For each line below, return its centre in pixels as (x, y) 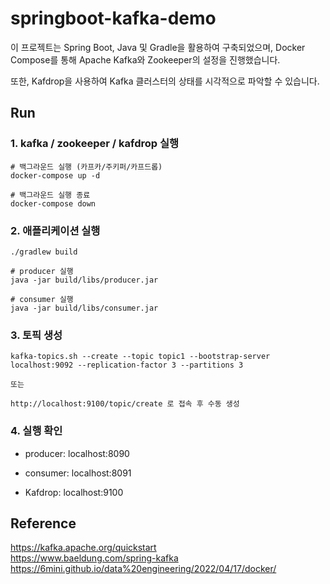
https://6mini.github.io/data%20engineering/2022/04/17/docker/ (143, 569)
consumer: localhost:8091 (78, 473)
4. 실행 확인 (36, 431)
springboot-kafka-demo (113, 18)
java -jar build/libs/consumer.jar (84, 308)
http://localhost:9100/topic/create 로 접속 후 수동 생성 (125, 404)
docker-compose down (53, 203)
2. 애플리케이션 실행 (55, 230)
